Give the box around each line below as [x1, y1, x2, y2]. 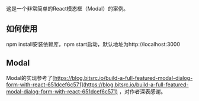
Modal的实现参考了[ [6, 74, 54, 81]
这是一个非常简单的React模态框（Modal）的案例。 [6, 5, 129, 12]
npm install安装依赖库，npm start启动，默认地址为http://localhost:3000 [6, 41, 181, 48]
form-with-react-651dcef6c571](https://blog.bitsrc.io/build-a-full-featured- [6, 81, 189, 88]
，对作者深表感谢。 [119, 87, 166, 95]
